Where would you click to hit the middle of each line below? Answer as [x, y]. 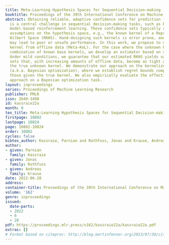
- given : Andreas [23, 169]
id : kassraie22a [22, 104]
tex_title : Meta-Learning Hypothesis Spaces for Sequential [70, 113]
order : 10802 [19, 131]
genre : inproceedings [28, 197]
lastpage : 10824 [22, 122]
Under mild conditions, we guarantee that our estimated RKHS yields [84, 57]
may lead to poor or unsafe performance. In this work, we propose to [85, 43]
